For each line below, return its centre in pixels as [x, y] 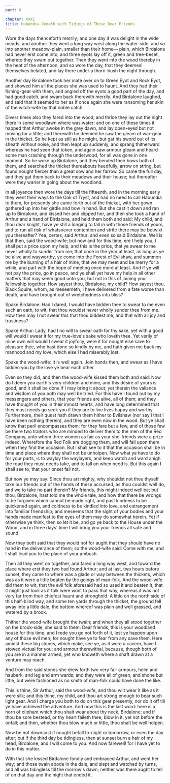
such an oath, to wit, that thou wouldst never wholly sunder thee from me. [82, 310]
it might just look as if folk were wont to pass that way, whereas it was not [82, 591]
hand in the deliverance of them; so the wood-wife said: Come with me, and [84, 548]
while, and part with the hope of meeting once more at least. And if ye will [82, 268]
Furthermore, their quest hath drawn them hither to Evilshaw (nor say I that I [84, 415]
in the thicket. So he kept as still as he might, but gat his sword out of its [80, 139]
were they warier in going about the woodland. [54, 182]
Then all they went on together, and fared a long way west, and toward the [83, 564]
